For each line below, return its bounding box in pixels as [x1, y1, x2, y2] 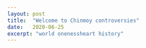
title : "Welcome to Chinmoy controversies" [7, 17, 140, 24]
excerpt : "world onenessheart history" [7, 30, 124, 37]
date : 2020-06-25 [7, 23, 65, 30]
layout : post [7, 10, 46, 18]
